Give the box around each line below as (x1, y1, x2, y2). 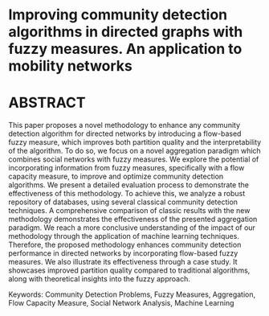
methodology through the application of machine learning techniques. (8, 232, 239, 241)
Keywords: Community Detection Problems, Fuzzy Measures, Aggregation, (8, 289, 256, 299)
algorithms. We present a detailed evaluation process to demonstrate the (8, 180, 249, 190)
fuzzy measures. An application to (8, 40, 243, 58)
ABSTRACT (8, 94, 86, 112)
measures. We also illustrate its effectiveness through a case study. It (8, 257, 238, 267)
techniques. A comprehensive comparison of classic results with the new (8, 206, 251, 215)
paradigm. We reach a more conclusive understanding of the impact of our (8, 223, 255, 232)
